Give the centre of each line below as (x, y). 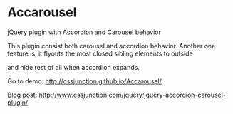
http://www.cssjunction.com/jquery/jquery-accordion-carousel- (133, 95)
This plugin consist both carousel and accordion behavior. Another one (112, 46)
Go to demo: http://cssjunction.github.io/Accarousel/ (84, 81)
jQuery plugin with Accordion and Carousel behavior (84, 32)
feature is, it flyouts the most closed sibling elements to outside (100, 53)
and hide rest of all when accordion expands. (74, 67)
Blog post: (22, 95)
